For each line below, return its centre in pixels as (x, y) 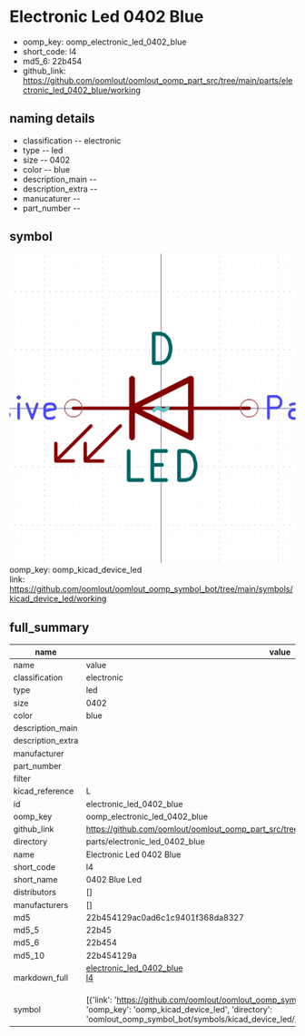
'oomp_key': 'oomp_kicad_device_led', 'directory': (179, 1010)
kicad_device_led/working (58, 599)
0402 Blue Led (114, 880)
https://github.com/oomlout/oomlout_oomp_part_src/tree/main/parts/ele (157, 80)
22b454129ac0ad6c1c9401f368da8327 (165, 917)
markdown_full (41, 977)
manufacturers (41, 904)
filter (22, 779)
